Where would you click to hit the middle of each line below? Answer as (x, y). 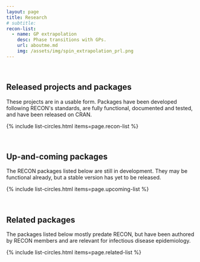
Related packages (41, 220)
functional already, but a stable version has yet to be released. (84, 178)
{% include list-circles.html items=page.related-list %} (74, 252)
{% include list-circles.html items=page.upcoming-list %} (78, 189)
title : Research (27, 17)
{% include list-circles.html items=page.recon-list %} (73, 126)
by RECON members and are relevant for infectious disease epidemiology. (99, 241)
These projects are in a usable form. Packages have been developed (92, 101)
